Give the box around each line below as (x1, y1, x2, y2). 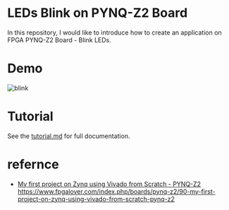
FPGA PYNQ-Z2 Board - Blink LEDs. (7, 35, 111, 44)
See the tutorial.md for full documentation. (7, 132, 130, 140)
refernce (7, 156, 59, 172)
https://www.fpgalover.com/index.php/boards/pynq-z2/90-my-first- (17, 187, 216, 195)
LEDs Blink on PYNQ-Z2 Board (7, 5, 188, 21)
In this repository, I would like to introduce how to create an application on (7, 28, 222, 37)
